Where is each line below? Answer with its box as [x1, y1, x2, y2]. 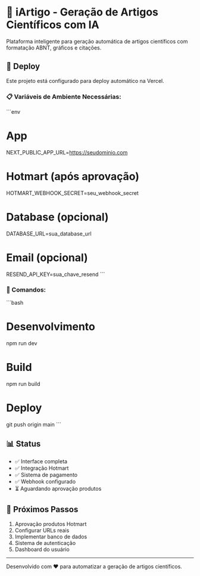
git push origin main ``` [6, 420, 61, 428]
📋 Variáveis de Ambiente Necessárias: [6, 92, 121, 101]
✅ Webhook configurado [14, 478, 76, 485]
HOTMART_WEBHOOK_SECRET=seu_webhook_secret [6, 189, 139, 196]
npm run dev [6, 340, 37, 347]
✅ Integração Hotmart [14, 464, 69, 472]
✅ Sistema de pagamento [14, 471, 78, 478]
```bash [6, 299, 24, 306]
